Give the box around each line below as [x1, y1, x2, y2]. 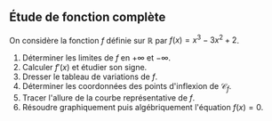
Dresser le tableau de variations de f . [21, 71, 158, 82]
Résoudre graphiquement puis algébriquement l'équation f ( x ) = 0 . [21, 102, 264, 113]
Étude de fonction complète [9, 10, 166, 25]
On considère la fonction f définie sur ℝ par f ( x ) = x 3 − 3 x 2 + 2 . [9, 33, 240, 45]
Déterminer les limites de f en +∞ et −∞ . [21, 52, 172, 63]
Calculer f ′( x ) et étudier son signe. [21, 62, 148, 73]
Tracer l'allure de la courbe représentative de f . [21, 93, 196, 103]
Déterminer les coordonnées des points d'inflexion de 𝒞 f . [21, 81, 232, 94]
